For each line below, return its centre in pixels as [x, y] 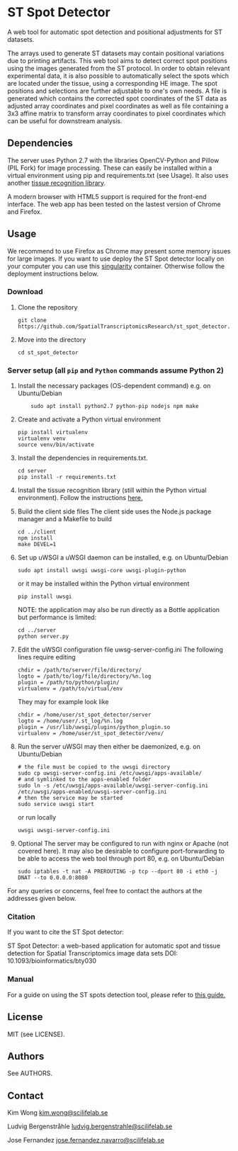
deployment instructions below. [53, 273]
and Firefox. [25, 211]
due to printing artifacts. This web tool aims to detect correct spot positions [118, 60]
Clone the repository [47, 307]
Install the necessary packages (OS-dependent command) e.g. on [114, 386]
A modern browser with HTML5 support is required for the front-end [107, 196]
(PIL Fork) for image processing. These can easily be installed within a [110, 168]
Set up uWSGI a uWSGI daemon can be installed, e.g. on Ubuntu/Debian [123, 557]
